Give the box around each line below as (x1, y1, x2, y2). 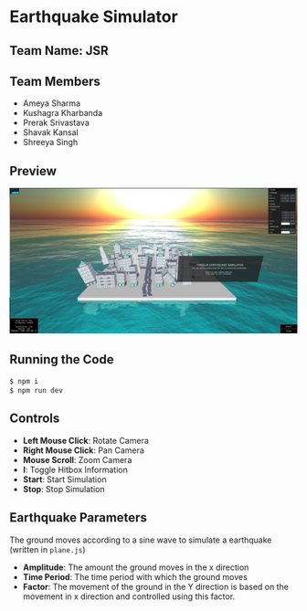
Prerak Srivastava (22, 117, 90, 129)
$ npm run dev (9, 385, 64, 395)
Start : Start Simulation (22, 473, 107, 485)
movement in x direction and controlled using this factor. (22, 591, 236, 602)
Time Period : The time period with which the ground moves (22, 571, 249, 582)
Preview (9, 163, 58, 179)
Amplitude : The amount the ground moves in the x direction (22, 562, 249, 573)
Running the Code (9, 352, 114, 367)
